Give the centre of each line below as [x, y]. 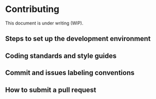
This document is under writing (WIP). [44, 23]
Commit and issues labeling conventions [70, 73]
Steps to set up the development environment [78, 39]
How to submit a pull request [51, 90]
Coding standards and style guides [61, 56]
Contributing [32, 9]
